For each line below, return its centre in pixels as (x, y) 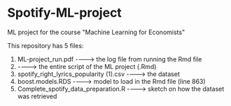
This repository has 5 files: (45, 45)
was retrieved (37, 96)
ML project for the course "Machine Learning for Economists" (96, 32)
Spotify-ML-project (65, 13)
